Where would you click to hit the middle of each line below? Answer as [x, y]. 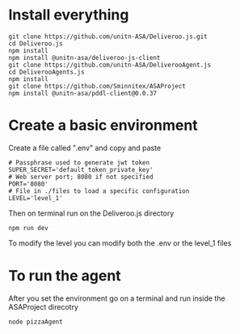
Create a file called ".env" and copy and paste [85, 148]
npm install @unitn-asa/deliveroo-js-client [84, 58]
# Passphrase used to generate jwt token [79, 163]
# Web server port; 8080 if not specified [81, 177]
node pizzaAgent [36, 322]
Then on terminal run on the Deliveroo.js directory [91, 213]
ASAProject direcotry [44, 306]
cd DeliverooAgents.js [46, 72]
